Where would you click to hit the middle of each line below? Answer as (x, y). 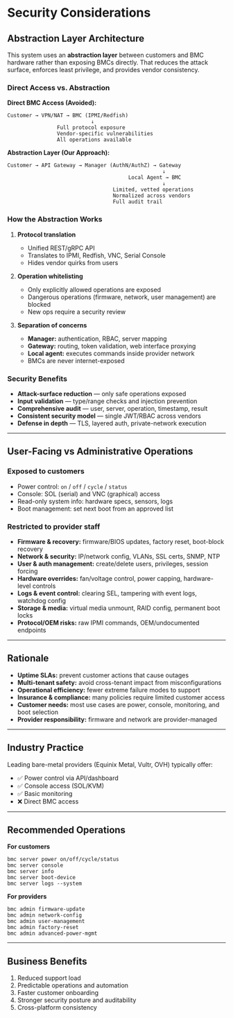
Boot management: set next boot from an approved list (95, 509)
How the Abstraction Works (55, 219)
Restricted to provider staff (54, 527)
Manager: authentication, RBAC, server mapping (97, 339)
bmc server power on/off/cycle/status (63, 859)
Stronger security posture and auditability (77, 1000)
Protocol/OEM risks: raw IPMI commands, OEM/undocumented (108, 622)
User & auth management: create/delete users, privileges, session (113, 563)
